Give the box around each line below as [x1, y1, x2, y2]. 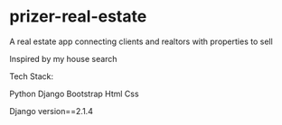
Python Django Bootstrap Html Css [9, 88, 139, 99]
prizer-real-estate [9, 6, 147, 27]
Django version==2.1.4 [9, 105, 93, 116]
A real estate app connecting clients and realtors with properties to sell [9, 36, 273, 47]
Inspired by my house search [9, 53, 117, 64]
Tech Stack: [9, 70, 54, 82]
